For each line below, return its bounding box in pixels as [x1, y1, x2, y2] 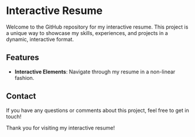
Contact [6, 92, 36, 101]
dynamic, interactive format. [6, 36, 74, 43]
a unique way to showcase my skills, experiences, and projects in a [6, 29, 168, 36]
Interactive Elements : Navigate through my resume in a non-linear [14, 68, 176, 75]
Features [6, 52, 39, 62]
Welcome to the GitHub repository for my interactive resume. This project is [6, 23, 189, 30]
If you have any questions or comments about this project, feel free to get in [6, 107, 189, 114]
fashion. [14, 74, 35, 81]
